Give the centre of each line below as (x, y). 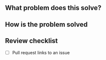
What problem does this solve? (53, 8)
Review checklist (32, 41)
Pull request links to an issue (41, 52)
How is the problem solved (46, 24)
